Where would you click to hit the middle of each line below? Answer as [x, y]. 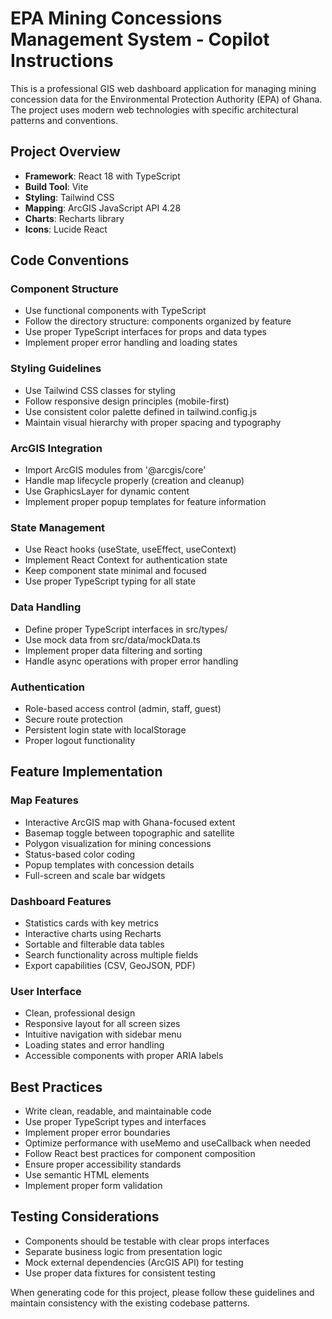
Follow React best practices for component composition [140, 1154]
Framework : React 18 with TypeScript [102, 176]
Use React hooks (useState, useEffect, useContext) [130, 549]
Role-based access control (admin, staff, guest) [123, 708]
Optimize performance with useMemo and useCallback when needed [168, 1143]
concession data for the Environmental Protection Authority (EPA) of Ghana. [166, 99]
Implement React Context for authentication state [126, 560]
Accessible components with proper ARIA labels [124, 1056]
